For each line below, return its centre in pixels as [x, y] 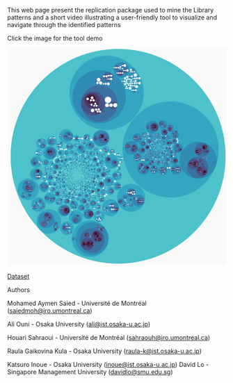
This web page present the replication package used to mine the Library [111, 10]
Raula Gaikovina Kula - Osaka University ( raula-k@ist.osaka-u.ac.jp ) [105, 351]
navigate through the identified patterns [64, 25]
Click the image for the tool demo [55, 38]
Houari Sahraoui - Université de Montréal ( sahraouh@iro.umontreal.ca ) [109, 338]
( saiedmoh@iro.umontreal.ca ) [50, 311]
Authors [18, 290]
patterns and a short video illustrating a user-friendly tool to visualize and [112, 17]
